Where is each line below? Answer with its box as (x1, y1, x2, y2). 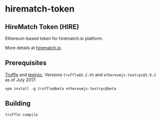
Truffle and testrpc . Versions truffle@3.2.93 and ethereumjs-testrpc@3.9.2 (5, 72, 157, 77)
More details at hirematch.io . (5, 45, 62, 50)
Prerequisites (5, 59, 47, 67)
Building (5, 99, 31, 107)
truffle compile (5, 112, 38, 117)
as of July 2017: (5, 76, 36, 83)
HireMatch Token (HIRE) (5, 23, 79, 31)
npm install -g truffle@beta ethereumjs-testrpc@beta (5, 86, 117, 91)
